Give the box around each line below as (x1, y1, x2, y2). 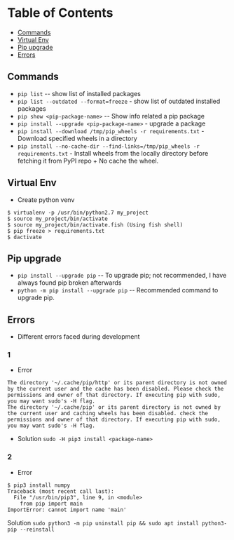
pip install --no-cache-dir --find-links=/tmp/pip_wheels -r (17, 142, 200, 150)
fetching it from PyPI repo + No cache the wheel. (17, 156, 159, 165)
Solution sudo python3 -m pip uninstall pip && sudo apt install (7, 518, 200, 527)
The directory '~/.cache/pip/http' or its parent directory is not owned (7, 379, 228, 386)
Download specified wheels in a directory (17, 134, 138, 142)
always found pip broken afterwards (17, 278, 122, 287)
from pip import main (20, 500, 83, 507)
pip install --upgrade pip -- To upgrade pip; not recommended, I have (17, 271, 227, 280)
